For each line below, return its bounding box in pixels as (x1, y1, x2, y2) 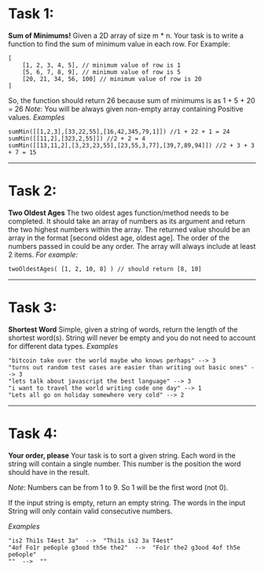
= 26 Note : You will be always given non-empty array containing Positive (8, 104, 244, 113)
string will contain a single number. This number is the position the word (8, 458, 241, 469)
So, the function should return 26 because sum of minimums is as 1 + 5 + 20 (8, 95, 255, 105)
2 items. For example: (8, 250, 79, 259)
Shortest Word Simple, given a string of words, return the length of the (8, 324, 238, 334)
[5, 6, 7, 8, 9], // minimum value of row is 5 (22, 68, 181, 76)
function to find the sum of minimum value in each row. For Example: (8, 39, 230, 48)
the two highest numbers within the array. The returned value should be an (8, 224, 251, 234)
